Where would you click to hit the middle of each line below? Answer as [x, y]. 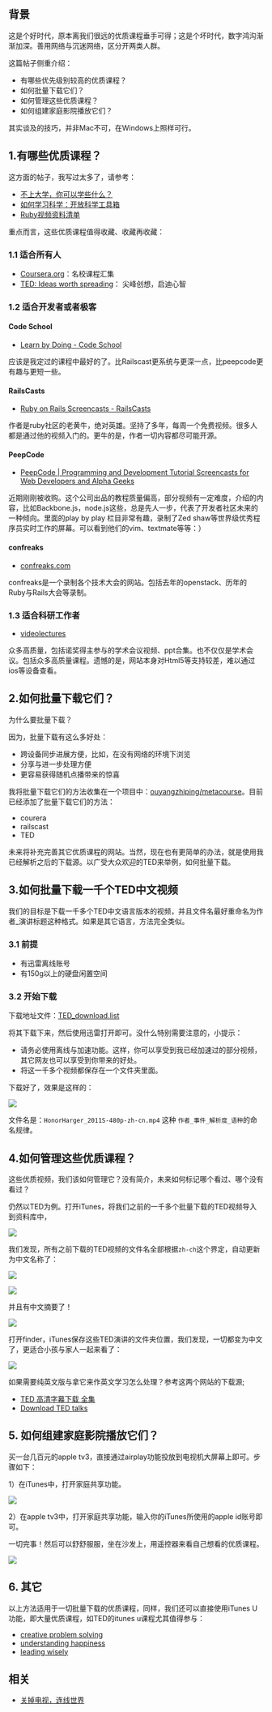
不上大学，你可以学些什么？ [66, 194]
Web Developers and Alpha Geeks [77, 481]
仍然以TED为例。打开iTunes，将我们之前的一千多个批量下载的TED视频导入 [133, 1206]
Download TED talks [54, 1408]
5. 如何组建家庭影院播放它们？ [84, 1436]
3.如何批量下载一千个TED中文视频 [93, 890]
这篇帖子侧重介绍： [40, 62]
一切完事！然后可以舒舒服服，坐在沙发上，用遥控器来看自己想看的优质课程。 [136, 1543]
